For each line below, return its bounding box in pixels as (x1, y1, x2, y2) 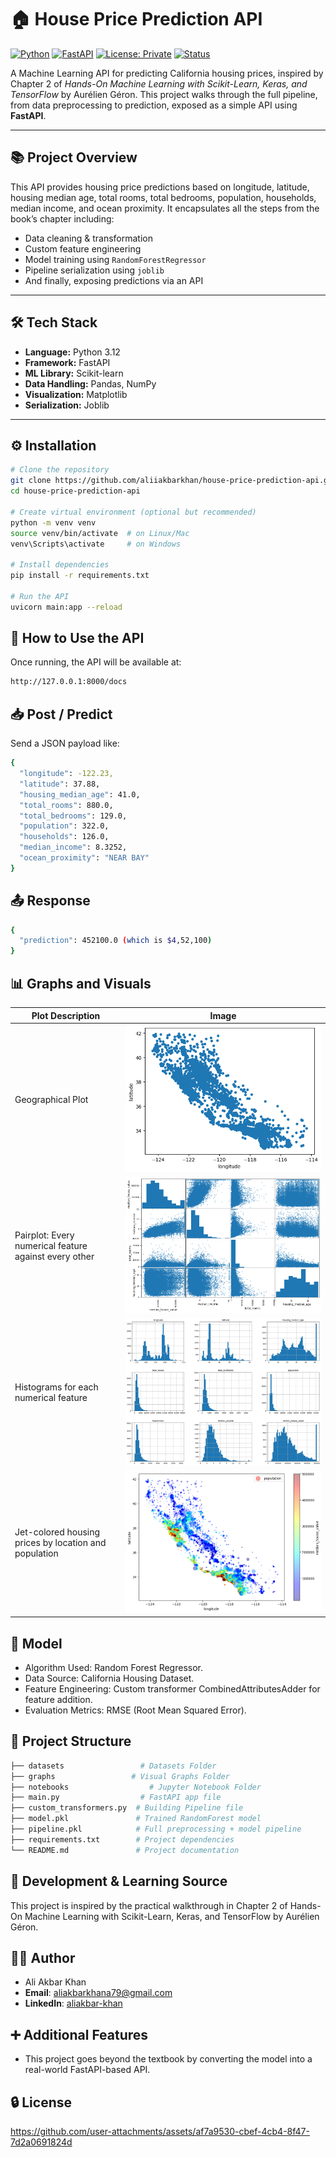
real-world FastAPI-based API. (24, 2064, 151, 2076)
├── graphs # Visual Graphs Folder (10, 1771, 230, 1781)
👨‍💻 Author (10, 1949, 76, 1966)
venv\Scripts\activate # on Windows (10, 539, 182, 549)
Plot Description (31, 1009, 101, 1021)
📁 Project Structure (10, 1733, 132, 1750)
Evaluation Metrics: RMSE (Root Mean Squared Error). (24, 1704, 247, 1716)
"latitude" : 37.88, (19, 779, 101, 789)
